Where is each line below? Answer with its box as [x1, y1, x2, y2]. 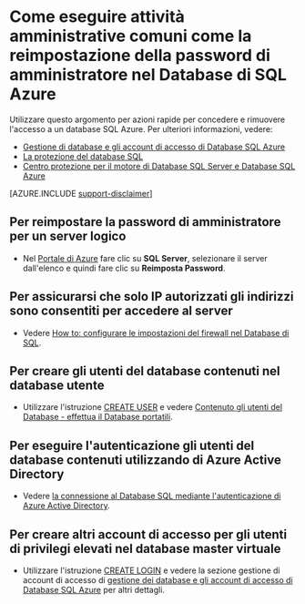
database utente [9, 377, 105, 393]
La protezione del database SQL [22, 150, 144, 161]
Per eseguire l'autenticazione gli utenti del [9, 437, 255, 453]
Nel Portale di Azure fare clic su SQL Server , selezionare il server [22, 252, 268, 263]
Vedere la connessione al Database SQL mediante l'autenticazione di [22, 490, 281, 502]
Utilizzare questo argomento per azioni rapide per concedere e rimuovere [9, 114, 286, 125]
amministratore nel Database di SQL [9, 65, 287, 86]
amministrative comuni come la [9, 26, 252, 46]
